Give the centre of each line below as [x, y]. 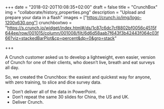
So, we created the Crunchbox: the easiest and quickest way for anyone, [78, 77]
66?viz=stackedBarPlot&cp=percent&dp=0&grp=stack [60, 38]
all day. [12, 67]
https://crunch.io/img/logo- [114, 17]
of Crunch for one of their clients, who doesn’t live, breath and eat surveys [80, 62]
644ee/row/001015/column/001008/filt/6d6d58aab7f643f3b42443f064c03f [82, 33]
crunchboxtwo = [55, 22]
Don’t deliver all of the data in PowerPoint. [54, 92]
